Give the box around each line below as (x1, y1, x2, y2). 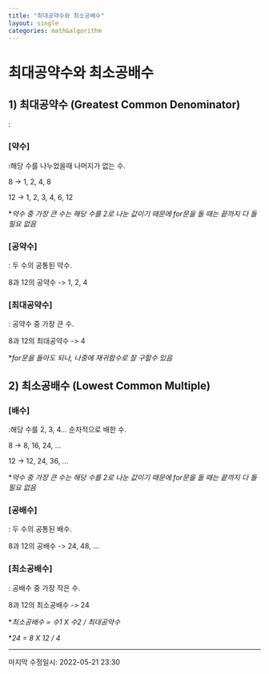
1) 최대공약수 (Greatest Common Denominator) (8, 98, 241, 111)
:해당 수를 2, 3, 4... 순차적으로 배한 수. (8, 424, 126, 434)
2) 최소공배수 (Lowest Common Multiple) (8, 379, 211, 392)
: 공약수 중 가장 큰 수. (8, 319, 74, 329)
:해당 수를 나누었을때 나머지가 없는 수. (8, 161, 126, 171)
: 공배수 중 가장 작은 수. (8, 583, 81, 592)
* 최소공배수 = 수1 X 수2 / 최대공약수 (8, 617, 121, 627)
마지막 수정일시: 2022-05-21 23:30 (8, 657, 120, 667)
